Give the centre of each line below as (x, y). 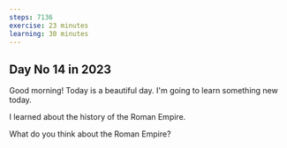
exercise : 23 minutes (49, 26)
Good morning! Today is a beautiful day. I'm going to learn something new (143, 91)
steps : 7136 (31, 17)
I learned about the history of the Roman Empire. (98, 117)
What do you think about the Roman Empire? (90, 134)
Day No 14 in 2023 (60, 69)
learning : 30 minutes (49, 33)
